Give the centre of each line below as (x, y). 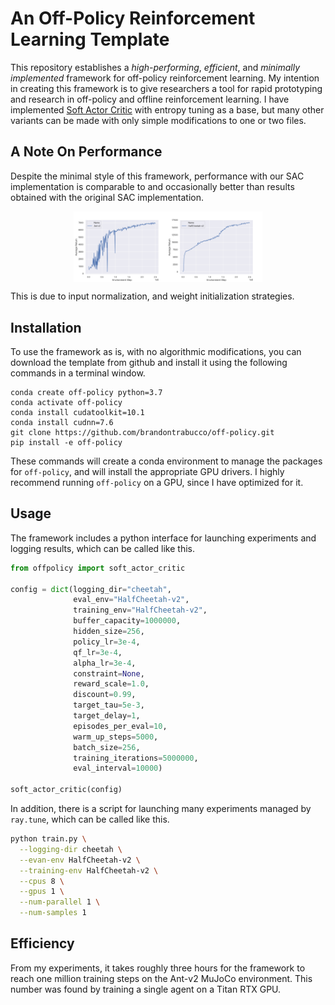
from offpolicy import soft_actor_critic (98, 568)
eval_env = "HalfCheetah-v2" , (131, 600)
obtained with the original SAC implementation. (107, 197)
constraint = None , (109, 673)
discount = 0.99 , (105, 695)
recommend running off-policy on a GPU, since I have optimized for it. (157, 482)
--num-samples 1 (53, 913)
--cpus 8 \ (42, 881)
